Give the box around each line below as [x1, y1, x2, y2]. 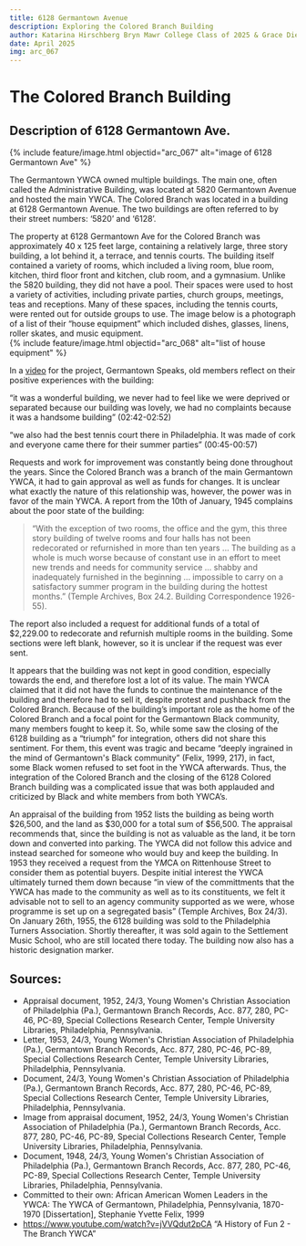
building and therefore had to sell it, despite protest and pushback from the [9, 695, 291, 706]
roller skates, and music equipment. [9, 328, 144, 339]
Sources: [9, 971, 62, 987]
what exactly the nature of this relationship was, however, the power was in [9, 486, 292, 497]
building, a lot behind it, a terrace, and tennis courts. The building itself [9, 250, 275, 261]
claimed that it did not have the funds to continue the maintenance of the [9, 685, 283, 696]
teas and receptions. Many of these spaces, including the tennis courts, [9, 298, 279, 310]
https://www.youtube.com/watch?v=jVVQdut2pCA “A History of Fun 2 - [22, 1218, 291, 1229]
